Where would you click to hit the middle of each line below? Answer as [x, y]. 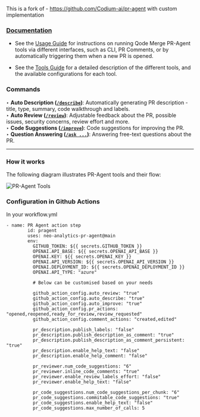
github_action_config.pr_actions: [75, 309]
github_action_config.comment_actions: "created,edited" [105, 319]
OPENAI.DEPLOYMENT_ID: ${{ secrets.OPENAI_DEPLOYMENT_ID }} [109, 267]
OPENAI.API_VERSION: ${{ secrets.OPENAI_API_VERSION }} [103, 262]
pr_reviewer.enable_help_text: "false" [82, 382]
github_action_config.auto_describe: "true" [89, 299]
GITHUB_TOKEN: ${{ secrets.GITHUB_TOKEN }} [87, 246]
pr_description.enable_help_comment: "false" [90, 356]
